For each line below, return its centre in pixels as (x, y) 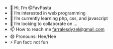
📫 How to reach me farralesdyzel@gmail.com (57, 29)
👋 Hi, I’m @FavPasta (30, 8)
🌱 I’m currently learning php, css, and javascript (59, 18)
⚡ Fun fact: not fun (29, 42)
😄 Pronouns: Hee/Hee (33, 36)
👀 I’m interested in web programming (48, 13)
